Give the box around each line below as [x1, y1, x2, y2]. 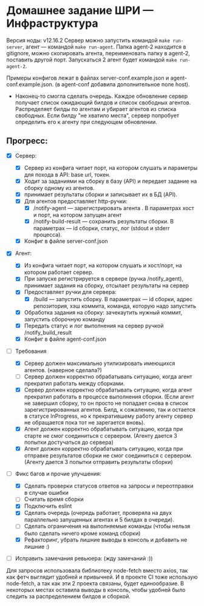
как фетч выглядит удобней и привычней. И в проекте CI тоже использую [6, 573, 198, 580]
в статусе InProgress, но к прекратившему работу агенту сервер [24, 412, 193, 420]
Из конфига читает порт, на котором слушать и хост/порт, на [24, 262, 182, 269]
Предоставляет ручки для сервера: [24, 288, 117, 296]
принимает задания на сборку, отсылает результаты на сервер [24, 282, 189, 289]
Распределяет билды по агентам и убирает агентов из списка [15, 105, 177, 112]
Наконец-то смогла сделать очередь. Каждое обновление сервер [15, 92, 188, 100]
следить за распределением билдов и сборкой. [6, 593, 131, 600]
